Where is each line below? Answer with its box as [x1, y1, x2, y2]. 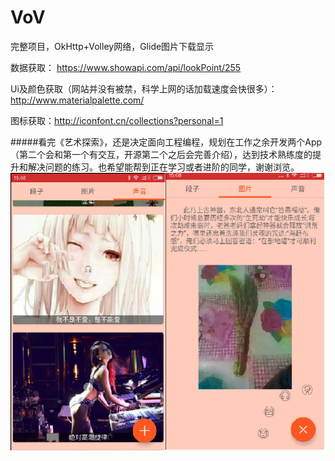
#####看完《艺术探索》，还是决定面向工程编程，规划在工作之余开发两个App [10, 136, 323, 148]
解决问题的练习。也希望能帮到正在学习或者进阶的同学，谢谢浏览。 [27, 161, 300, 173]
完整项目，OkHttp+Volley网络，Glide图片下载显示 [10, 40, 215, 52]
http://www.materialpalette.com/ [10, 94, 145, 106]
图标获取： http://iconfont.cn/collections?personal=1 [10, 114, 224, 126]
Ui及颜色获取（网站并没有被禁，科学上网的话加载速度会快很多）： [10, 82, 278, 95]
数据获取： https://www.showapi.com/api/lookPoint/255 [10, 61, 242, 73]
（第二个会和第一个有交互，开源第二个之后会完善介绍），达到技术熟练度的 [10, 148, 313, 160]
